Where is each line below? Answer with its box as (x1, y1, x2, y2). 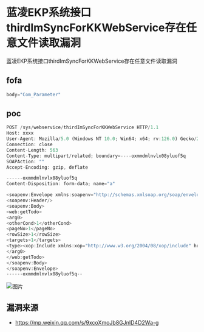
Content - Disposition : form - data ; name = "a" (6, 181, 115, 187)
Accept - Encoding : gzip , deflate (6, 164, 88, 171)
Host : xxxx (6, 130, 34, 136)
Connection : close (6, 141, 53, 148)
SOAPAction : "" (6, 158, 45, 164)
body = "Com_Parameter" (6, 91, 61, 97)
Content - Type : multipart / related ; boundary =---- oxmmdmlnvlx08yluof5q (6, 153, 186, 159)
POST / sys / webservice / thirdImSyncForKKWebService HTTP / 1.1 (6, 124, 159, 131)
